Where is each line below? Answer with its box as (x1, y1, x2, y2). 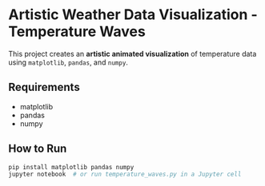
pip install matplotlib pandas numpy (8, 163, 135, 171)
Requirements (8, 81, 80, 94)
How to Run (8, 142, 67, 156)
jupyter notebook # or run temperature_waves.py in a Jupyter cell (8, 170, 242, 179)
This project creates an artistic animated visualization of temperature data (8, 49, 257, 58)
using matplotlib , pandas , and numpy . (8, 57, 128, 67)
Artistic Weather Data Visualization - (8, 6, 258, 24)
